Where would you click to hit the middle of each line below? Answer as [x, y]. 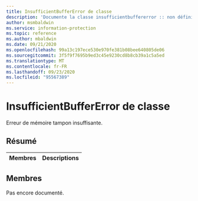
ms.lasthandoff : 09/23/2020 [41, 72]
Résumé [22, 141]
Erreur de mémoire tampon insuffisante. [55, 123]
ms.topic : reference [32, 34]
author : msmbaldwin [30, 22]
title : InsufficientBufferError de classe [59, 11]
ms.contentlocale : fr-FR [37, 66]
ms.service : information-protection [51, 28]
